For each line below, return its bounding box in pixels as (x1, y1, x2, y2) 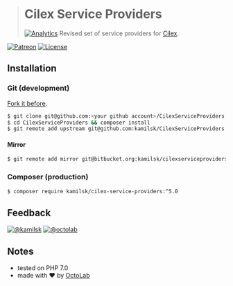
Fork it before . (7, 99, 48, 107)
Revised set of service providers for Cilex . (59, 29, 179, 37)
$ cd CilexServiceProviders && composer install (7, 119, 150, 126)
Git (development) (7, 83, 70, 93)
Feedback (7, 207, 51, 219)
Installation (7, 62, 57, 75)
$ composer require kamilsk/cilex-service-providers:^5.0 (7, 188, 178, 195)
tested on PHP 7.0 (17, 264, 69, 272)
